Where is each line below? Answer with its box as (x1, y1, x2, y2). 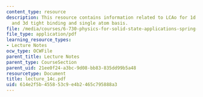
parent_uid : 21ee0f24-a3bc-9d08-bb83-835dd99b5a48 (6, 64, 137, 71)
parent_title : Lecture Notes (6, 54, 80, 60)
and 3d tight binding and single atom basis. (11, 20, 129, 26)
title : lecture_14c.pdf (6, 76, 66, 82)
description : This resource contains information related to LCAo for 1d (6, 14, 196, 20)
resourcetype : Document (6, 70, 66, 77)
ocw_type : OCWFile (6, 48, 53, 54)
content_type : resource (6, 8, 66, 15)
